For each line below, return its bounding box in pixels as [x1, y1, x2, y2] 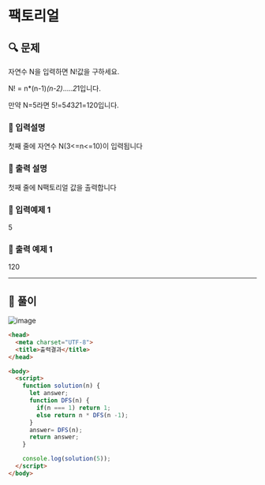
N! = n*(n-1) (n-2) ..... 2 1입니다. [8, 84, 101, 93]
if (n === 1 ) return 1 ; [36, 404, 111, 412]
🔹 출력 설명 [8, 163, 47, 174]
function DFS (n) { [28, 397, 90, 405]
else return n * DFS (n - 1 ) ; [36, 411, 129, 419]
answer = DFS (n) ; [28, 426, 83, 434]
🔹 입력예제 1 [8, 204, 51, 215]
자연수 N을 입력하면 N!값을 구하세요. [8, 67, 120, 76]
